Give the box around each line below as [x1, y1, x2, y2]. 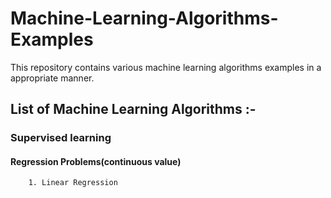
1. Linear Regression [28, 178, 118, 188]
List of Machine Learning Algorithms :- [10, 101, 257, 118]
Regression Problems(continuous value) [10, 155, 182, 167]
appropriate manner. [10, 72, 95, 84]
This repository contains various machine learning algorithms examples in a [10, 61, 322, 73]
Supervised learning [10, 131, 112, 145]
